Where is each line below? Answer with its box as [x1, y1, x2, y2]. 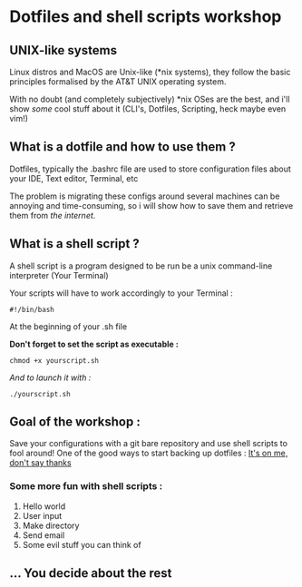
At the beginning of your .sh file [9, 320, 128, 332]
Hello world [22, 501, 66, 512]
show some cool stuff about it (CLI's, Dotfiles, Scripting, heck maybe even [9, 103, 287, 114]
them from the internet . [9, 210, 96, 220]
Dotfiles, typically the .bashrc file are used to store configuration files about [9, 163, 292, 174]
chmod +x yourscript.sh [9, 356, 100, 365]
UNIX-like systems [9, 43, 118, 58]
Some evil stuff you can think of [22, 539, 142, 550]
